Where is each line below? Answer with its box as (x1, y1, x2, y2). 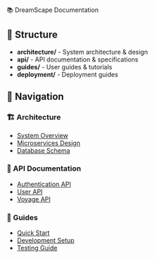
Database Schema (16, 146, 70, 154)
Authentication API (16, 180, 71, 188)
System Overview (16, 131, 68, 139)
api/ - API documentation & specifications (16, 55, 139, 64)
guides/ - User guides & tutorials (16, 62, 113, 71)
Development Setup (16, 236, 75, 245)
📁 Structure (6, 29, 58, 41)
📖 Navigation (6, 91, 64, 103)
